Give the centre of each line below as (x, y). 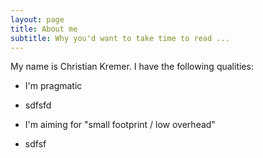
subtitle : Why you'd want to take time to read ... (120, 38)
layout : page (37, 19)
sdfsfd (38, 105)
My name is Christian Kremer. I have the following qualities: (132, 67)
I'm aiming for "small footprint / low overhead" (120, 125)
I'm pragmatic (53, 86)
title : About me (44, 29)
